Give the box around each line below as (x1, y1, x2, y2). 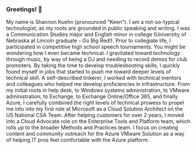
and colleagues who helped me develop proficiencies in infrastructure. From (6, 81, 190, 88)
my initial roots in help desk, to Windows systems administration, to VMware (6, 87, 190, 94)
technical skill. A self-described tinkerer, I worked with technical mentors (6, 74, 181, 81)
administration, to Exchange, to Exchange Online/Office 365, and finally (6, 93, 178, 100)
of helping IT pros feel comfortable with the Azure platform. (6, 137, 149, 144)
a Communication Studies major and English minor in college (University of (6, 31, 187, 38)
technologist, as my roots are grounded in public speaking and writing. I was (6, 25, 190, 32)
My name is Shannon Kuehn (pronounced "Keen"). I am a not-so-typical (6, 19, 180, 26)
